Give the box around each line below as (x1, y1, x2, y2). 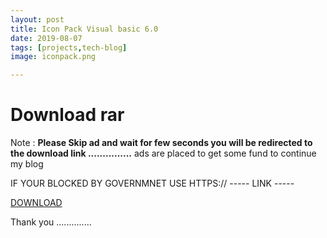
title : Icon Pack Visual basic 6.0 (10, 24, 159, 34)
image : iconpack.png (10, 52, 97, 62)
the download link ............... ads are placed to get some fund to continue (10, 147, 317, 160)
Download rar (10, 104, 125, 126)
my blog (10, 158, 44, 170)
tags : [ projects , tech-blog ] (10, 42, 128, 53)
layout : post (10, 14, 65, 25)
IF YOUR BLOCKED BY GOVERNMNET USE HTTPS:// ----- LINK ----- (10, 177, 295, 190)
